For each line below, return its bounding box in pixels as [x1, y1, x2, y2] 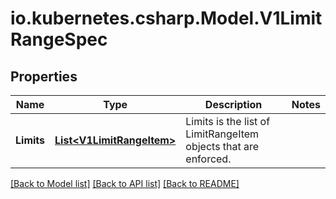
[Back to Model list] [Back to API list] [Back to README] [10, 178, 240, 189]
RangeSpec [10, 28, 108, 51]
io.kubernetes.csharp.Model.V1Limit [10, 7, 323, 30]
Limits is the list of [185, 115, 271, 128]
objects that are [185, 140, 260, 153]
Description [204, 98, 263, 111]
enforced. [185, 152, 232, 166]
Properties [10, 68, 78, 85]
